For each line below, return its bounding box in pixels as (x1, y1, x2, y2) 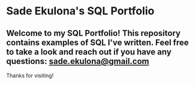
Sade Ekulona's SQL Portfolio (6, 4, 155, 18)
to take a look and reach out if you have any (6, 47, 172, 57)
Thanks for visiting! (6, 72, 54, 79)
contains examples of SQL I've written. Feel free (6, 37, 189, 47)
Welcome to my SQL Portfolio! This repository (6, 28, 181, 38)
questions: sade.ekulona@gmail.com (6, 56, 149, 66)
